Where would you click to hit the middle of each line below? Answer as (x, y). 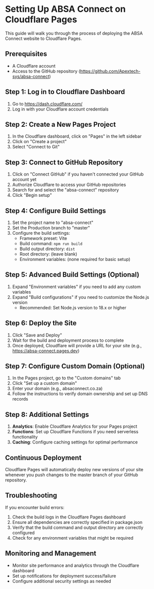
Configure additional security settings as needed (62, 581)
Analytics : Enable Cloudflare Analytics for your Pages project (75, 426)
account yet (24, 180)
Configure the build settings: (41, 233)
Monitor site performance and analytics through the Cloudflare (76, 565)
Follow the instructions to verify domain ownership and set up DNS (80, 394)
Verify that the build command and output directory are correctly (78, 527)
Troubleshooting (31, 496)
